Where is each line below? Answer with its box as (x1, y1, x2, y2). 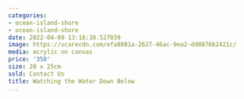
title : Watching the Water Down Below (8, 77, 135, 85)
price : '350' (8, 56, 51, 64)
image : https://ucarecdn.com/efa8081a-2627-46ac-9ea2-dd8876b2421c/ (8, 41, 237, 49)
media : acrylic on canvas (8, 48, 93, 56)
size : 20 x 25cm (8, 63, 61, 71)
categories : (8, 11, 47, 20)
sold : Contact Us (8, 70, 65, 78)
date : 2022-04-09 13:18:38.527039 (8, 33, 122, 42)
